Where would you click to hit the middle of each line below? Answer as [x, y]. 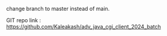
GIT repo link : [23, 20]
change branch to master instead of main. [58, 9]
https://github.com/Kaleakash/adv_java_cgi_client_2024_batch [83, 27]
